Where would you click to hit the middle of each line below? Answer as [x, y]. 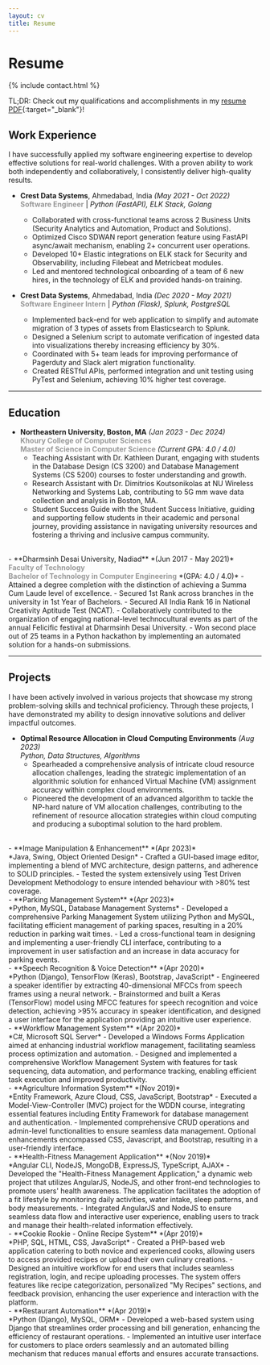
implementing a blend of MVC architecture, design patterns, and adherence [133, 865]
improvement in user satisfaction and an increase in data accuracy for [124, 951]
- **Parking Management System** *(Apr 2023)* [92, 899]
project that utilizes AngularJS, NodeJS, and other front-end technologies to [134, 1182]
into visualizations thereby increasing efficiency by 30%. [126, 345]
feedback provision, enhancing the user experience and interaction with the [134, 1293]
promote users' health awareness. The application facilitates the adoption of [135, 1191]
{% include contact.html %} [54, 85]
